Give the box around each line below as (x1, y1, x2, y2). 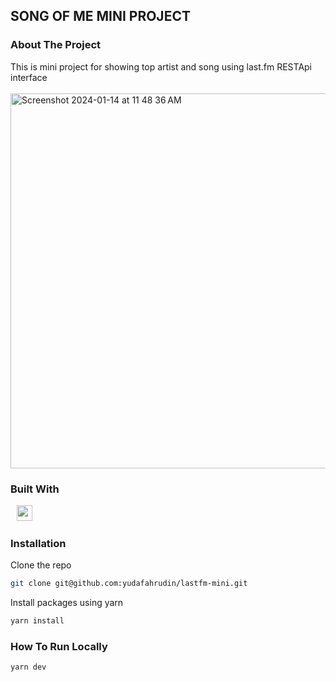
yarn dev (10, 662, 47, 673)
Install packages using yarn (10, 597, 124, 609)
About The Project (10, 38, 102, 52)
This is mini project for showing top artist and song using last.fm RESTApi (10, 60, 313, 73)
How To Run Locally (10, 639, 108, 653)
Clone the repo (10, 559, 72, 571)
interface (10, 71, 48, 83)
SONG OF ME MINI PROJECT (10, 8, 191, 25)
